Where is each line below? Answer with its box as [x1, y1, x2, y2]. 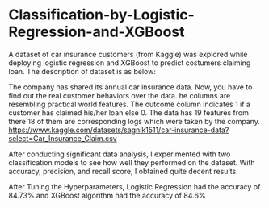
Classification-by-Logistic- [8, 6, 195, 24]
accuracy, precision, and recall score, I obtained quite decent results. [8, 166, 238, 176]
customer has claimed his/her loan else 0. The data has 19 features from [8, 107, 249, 118]
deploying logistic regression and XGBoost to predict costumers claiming [8, 58, 251, 68]
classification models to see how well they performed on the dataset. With [8, 157, 256, 167]
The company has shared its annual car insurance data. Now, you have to [8, 82, 253, 92]
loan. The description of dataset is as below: [8, 66, 156, 76]
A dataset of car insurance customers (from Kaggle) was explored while [8, 49, 248, 59]
